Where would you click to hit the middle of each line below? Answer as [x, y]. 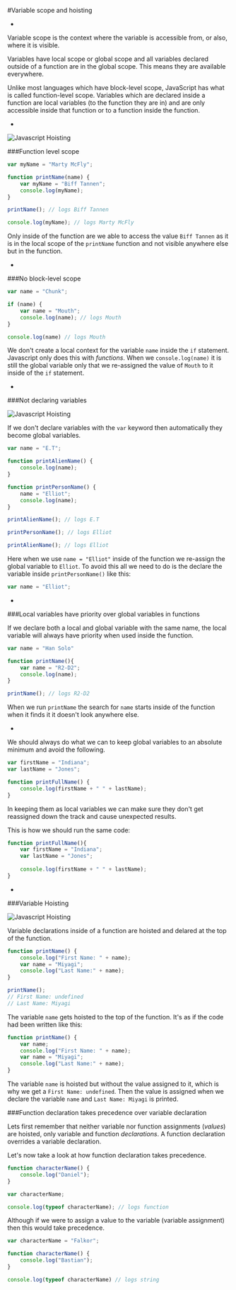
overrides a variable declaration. [54, 1141]
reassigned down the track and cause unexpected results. [92, 816]
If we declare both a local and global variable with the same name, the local [117, 628]
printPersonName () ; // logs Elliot [60, 533]
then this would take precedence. [56, 1228]
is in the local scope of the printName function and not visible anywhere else [118, 244]
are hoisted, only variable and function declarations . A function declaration [116, 1134]
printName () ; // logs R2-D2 [49, 694]
